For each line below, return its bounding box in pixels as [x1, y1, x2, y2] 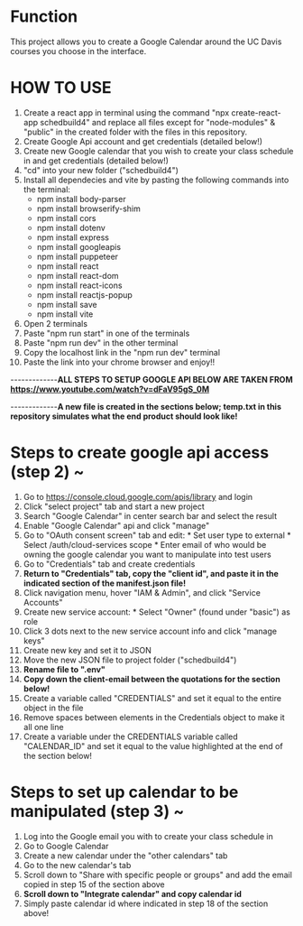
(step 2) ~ [10, 462, 85, 482]
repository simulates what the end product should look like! [10, 411, 238, 421]
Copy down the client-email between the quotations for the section [23, 673, 280, 684]
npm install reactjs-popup [36, 289, 133, 300]
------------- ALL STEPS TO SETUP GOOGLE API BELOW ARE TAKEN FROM [10, 374, 293, 384]
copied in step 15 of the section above [23, 878, 165, 890]
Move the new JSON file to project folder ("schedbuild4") [23, 654, 237, 665]
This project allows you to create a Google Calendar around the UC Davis [10, 36, 282, 47]
